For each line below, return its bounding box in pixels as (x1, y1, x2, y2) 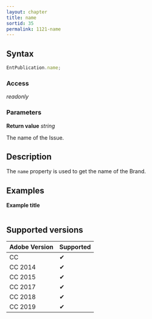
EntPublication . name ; (6, 65, 61, 71)
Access (6, 79, 29, 87)
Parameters (6, 108, 41, 116)
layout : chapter (6, 9, 47, 15)
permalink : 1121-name (6, 26, 61, 32)
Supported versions (6, 224, 83, 235)
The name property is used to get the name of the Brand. (6, 168, 147, 175)
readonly (6, 93, 29, 101)
